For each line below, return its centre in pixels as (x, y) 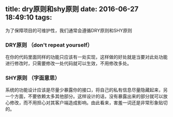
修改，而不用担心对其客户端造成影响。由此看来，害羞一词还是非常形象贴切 (89, 103)
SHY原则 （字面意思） (33, 78)
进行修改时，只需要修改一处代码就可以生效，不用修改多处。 (68, 63)
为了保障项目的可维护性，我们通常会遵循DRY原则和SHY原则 (69, 30)
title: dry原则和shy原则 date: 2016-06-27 (72, 9)
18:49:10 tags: (29, 18)
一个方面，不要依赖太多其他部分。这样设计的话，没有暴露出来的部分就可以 (84, 97)
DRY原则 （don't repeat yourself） (49, 45)
